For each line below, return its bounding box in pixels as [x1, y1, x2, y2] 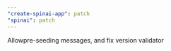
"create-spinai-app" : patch [7, 10, 90, 17]
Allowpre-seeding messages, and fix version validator [7, 36, 165, 44]
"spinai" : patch [7, 17, 55, 24]
